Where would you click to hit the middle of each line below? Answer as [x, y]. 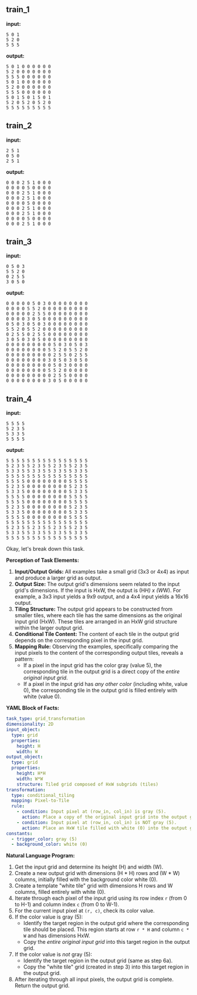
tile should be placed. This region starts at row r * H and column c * [106, 929]
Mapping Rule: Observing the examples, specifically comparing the [96, 646]
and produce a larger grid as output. [58, 578]
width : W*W [30, 779]
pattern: [24, 659]
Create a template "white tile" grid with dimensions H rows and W [94, 886]
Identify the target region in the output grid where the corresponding [106, 923]
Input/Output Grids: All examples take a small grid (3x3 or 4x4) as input [102, 572]
